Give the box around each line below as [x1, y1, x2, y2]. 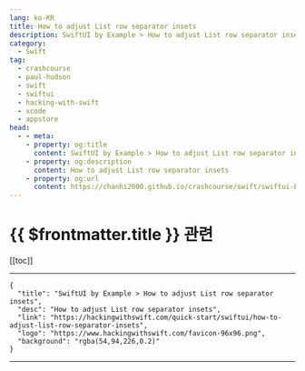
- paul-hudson [17, 73, 71, 82]
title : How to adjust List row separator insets [9, 22, 197, 31]
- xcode [17, 106, 47, 115]
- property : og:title [25, 140, 107, 149]
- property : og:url [25, 174, 100, 183]
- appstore [17, 115, 59, 124]
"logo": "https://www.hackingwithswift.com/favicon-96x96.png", [17, 329, 266, 338]
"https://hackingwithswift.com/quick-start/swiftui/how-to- [49, 313, 282, 323]
